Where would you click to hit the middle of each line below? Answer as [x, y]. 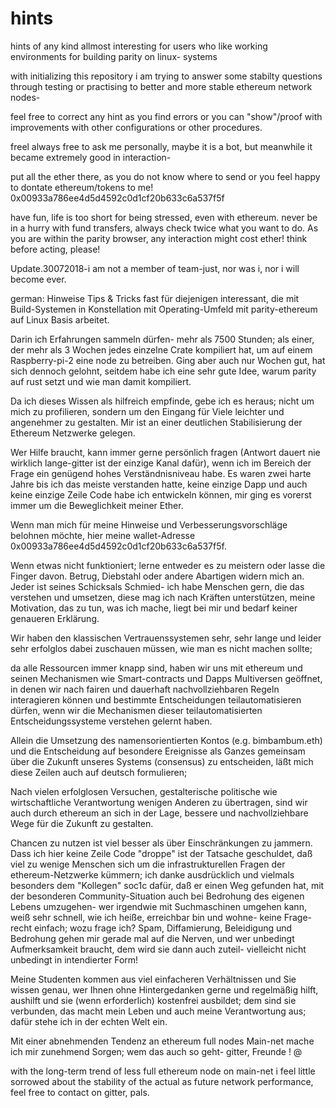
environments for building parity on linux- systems [114, 56]
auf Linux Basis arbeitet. [60, 319]
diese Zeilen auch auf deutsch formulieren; [99, 772]
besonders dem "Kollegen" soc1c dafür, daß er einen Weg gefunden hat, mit [167, 885]
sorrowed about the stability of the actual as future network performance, [162, 1081]
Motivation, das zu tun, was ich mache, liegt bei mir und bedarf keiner [154, 608]
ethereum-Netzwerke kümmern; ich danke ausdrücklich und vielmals [152, 874]
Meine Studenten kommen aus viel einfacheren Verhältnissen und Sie [153, 979]
